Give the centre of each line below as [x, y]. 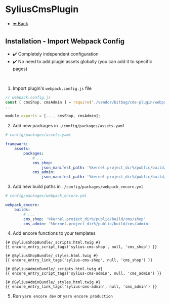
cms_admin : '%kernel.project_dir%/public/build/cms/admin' [87, 224]
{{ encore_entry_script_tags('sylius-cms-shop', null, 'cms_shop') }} [81, 247]
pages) [20, 69]
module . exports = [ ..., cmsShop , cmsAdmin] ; [53, 116]
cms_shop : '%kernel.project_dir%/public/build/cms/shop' [84, 219]
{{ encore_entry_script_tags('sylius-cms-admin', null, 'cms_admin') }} [83, 274]
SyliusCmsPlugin [42, 9]
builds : [22, 210]
